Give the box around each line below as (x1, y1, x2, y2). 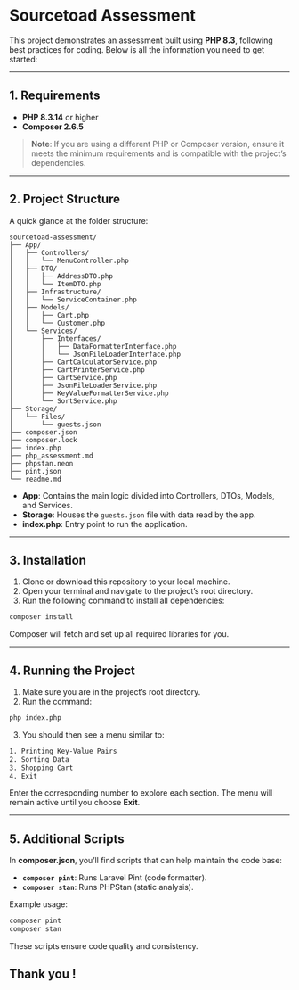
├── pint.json (9, 466, 62, 475)
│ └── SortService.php (9, 396, 117, 406)
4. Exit (9, 771, 38, 780)
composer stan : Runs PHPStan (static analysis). (21, 882, 194, 893)
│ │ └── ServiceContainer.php (9, 295, 138, 304)
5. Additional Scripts (9, 831, 125, 846)
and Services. (21, 499, 73, 510)
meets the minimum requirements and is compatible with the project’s (30, 148, 287, 159)
